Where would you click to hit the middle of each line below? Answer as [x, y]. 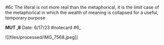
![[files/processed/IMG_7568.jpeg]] [42, 37]
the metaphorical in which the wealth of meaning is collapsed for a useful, [82, 12]
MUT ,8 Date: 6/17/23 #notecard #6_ [43, 27]
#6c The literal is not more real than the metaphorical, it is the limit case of [82, 7]
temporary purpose [25, 18]
